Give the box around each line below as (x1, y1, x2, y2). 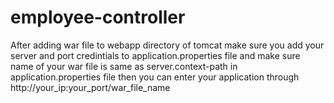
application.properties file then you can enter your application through (10, 71, 300, 83)
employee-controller (10, 6, 186, 29)
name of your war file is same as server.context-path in (10, 60, 238, 72)
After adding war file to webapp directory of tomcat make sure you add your (10, 39, 325, 51)
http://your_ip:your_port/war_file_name (10, 81, 171, 93)
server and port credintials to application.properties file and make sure (10, 49, 301, 61)
